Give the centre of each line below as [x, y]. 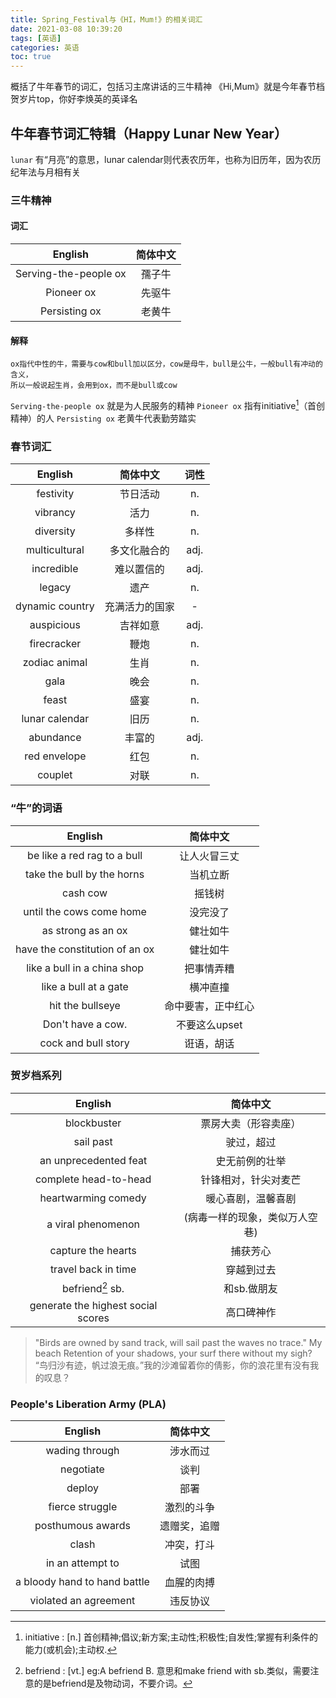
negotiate [82, 1469]
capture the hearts [93, 1250]
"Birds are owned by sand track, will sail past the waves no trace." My [178, 1342]
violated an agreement [82, 1601]
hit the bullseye [85, 1005]
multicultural [55, 550]
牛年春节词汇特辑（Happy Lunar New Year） [149, 133]
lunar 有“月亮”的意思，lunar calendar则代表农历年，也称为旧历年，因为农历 [166, 159]
